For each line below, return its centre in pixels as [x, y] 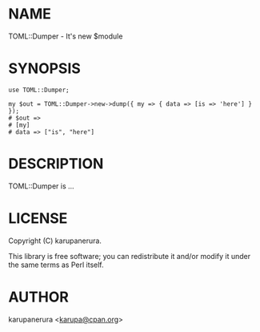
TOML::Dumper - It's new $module [66, 36]
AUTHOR [39, 297]
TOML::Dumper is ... [41, 186]
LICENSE [38, 218]
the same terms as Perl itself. [56, 265]
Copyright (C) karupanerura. [55, 241]
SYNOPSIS [45, 69]
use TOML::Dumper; [39, 90]
